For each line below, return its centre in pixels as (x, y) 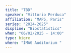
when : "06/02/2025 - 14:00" (35, 33)
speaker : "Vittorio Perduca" (36, 15)
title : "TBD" (19, 10)
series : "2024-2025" (27, 24)
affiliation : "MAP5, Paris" (35, 19)
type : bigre (18, 38)
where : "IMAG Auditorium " (33, 43)
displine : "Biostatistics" (33, 29)
